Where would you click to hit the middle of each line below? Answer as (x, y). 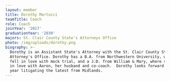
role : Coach (18, 24)
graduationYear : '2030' (30, 33)
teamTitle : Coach (24, 19)
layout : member (21, 10)
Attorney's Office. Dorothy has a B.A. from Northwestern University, (86, 57)
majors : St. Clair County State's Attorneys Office (61, 38)
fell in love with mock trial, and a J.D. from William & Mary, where (86, 61)
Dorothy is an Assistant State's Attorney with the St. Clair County (84, 52)
